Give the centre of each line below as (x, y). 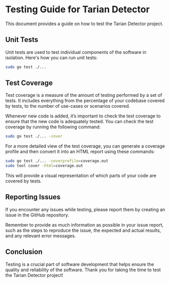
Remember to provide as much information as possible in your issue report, (84, 225)
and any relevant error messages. (41, 236)
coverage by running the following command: (53, 127)
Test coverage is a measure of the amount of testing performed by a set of (84, 95)
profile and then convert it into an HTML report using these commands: (80, 152)
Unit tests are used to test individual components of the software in (76, 52)
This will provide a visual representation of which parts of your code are (81, 176)
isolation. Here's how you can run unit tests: (52, 57)
